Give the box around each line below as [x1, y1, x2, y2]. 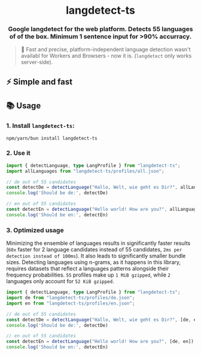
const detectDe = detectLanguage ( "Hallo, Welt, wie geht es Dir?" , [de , [6, 317, 191, 323]
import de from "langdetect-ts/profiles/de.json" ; [6, 295, 135, 301]
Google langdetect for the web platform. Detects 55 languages [8, 25, 193, 33]
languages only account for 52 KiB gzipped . [6, 278, 115, 285]
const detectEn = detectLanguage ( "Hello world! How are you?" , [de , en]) [6, 339, 194, 345]
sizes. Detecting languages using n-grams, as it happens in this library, [6, 259, 181, 266]
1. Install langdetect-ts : [6, 122, 75, 130]
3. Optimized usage [6, 226, 64, 234]
